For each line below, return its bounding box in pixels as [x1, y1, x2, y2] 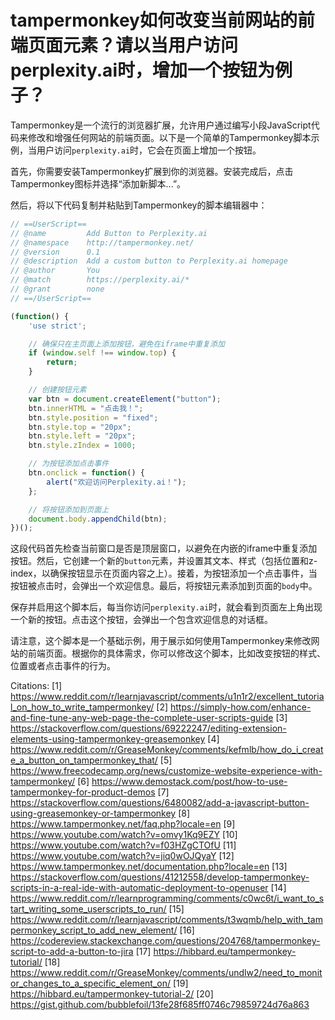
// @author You [10, 266, 101, 276]
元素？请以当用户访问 [63, 34, 239, 57]
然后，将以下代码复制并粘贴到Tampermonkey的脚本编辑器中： [10, 199, 268, 211]
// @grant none [10, 284, 105, 295]
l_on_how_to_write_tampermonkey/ [10, 701, 155, 713]
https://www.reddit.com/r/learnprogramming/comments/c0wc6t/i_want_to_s [10, 892, 325, 905]
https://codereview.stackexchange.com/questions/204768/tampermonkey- [10, 935, 321, 947]
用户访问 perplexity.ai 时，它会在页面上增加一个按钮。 [36, 144, 262, 156]
